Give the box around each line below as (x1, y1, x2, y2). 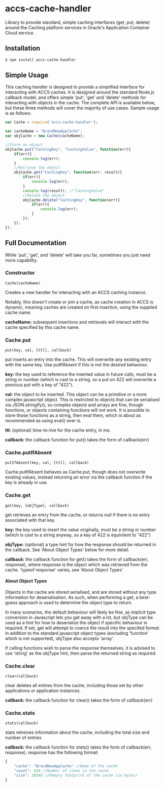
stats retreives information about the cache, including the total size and (5, 730, 149, 736)
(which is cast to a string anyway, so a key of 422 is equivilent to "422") (5, 532, 151, 538)
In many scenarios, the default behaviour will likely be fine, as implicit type (5, 609, 156, 615)
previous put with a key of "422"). (5, 382, 74, 388)
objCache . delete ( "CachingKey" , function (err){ (23, 197, 120, 203)
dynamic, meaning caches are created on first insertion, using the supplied (5, 304, 158, 310)
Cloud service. (5, 30, 35, 36)
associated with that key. (5, 517, 56, 523)
